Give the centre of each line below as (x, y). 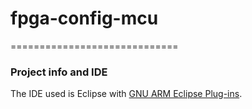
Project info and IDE (59, 72)
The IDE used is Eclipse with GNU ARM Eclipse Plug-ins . (126, 94)
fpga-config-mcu (84, 18)
